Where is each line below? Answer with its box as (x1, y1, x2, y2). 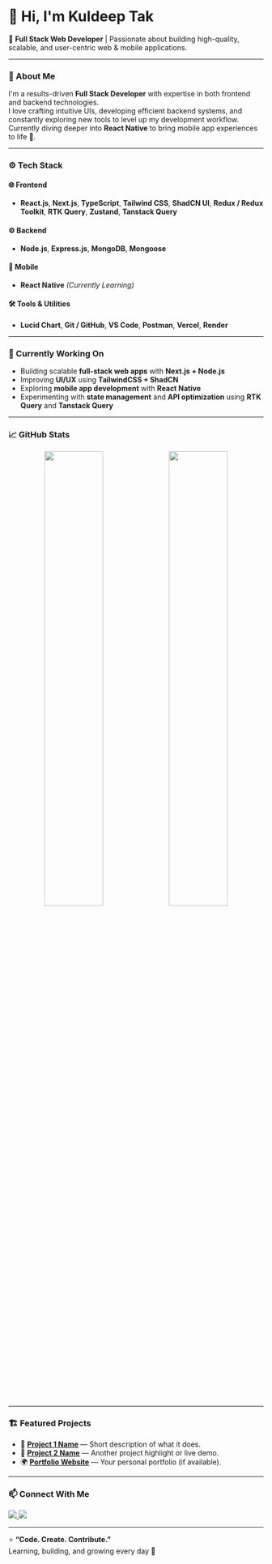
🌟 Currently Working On (8, 347, 104, 359)
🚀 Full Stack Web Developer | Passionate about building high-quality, (8, 34, 240, 44)
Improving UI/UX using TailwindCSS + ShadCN (19, 375, 179, 385)
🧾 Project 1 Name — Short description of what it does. (19, 1439, 201, 1449)
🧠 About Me (8, 70, 56, 82)
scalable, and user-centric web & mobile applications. (8, 42, 188, 52)
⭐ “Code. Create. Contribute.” (8, 1535, 112, 1545)
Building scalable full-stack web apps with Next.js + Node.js (19, 366, 225, 376)
